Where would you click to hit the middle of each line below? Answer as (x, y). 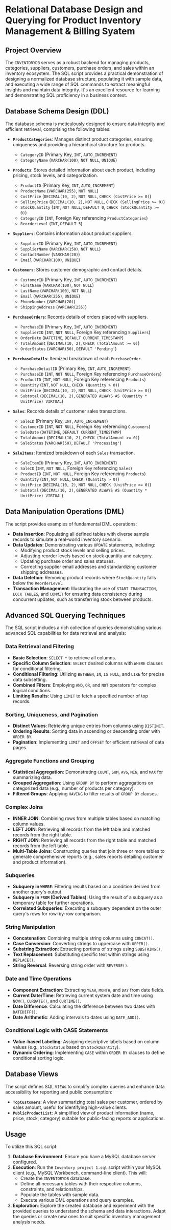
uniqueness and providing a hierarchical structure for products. (79, 144)
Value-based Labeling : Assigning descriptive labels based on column (86, 1041)
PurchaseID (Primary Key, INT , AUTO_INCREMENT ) (69, 326)
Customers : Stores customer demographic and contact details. (78, 269)
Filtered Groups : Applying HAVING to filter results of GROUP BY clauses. (85, 794)
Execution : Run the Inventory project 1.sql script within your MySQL (87, 1167)
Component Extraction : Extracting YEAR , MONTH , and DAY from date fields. (89, 990)
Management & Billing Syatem (70, 31)
